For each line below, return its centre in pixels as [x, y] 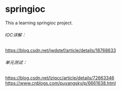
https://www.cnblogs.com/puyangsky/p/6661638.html [60, 83]
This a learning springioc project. [39, 23]
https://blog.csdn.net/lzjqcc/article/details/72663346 [60, 78]
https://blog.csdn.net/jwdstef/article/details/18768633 [60, 50]
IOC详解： [16, 35]
